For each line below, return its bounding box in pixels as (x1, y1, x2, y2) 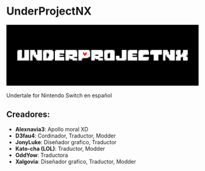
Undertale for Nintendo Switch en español (6, 91, 112, 99)
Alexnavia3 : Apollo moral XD (15, 125, 88, 133)
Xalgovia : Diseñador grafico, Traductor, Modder (15, 158, 136, 165)
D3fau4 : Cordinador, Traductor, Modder (15, 132, 116, 139)
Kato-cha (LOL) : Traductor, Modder (15, 145, 106, 152)
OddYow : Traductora (15, 151, 68, 159)
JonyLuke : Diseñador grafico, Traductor (15, 138, 117, 145)
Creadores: (6, 110, 50, 120)
